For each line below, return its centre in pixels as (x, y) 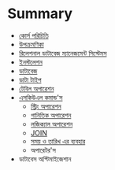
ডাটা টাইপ (30, 79)
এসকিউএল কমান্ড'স (41, 97)
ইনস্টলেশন (30, 62)
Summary (40, 14)
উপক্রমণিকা (31, 44)
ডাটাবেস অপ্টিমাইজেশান (45, 159)
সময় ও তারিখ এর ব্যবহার (58, 141)
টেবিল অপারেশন (36, 88)
